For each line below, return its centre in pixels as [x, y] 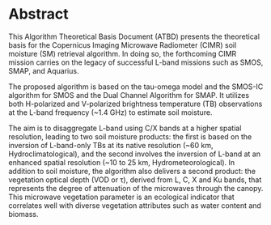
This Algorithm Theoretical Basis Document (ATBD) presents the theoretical [134, 36]
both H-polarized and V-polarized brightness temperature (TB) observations [135, 104]
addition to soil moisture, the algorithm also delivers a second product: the [132, 171]
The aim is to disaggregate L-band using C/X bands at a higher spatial [125, 128]
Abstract [38, 14]
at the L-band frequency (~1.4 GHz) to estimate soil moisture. [110, 112]
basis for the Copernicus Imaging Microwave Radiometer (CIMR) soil [123, 45]
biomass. [23, 214]
